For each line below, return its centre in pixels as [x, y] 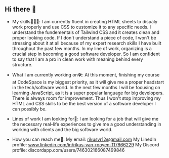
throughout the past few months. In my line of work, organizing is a [82, 48]
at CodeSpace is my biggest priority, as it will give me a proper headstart [88, 82]
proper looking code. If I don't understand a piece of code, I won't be [84, 37]
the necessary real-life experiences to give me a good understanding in [87, 124]
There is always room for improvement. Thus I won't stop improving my [86, 98]
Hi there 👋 [20, 9]
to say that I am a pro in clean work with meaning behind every [77, 59]
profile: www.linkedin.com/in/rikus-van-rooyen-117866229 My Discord [86, 144]
